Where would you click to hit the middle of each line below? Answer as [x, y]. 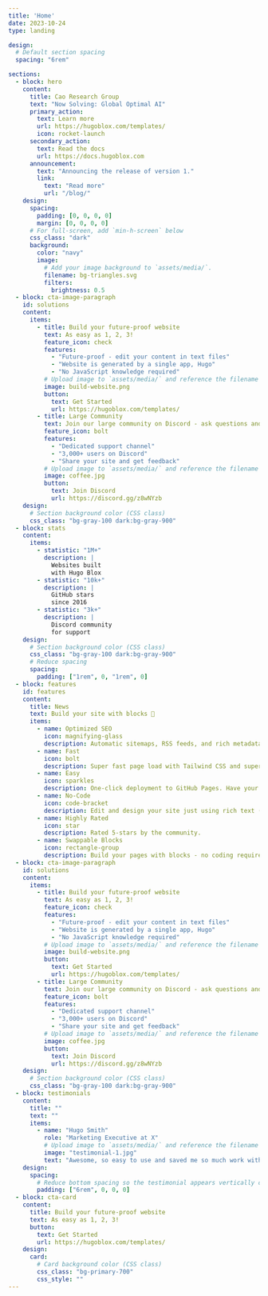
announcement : [53, 164]
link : [46, 178]
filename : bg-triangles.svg [90, 275]
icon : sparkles [69, 781]
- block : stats [41, 528]
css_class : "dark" [60, 238]
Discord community [81, 625]
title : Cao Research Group [74, 97]
